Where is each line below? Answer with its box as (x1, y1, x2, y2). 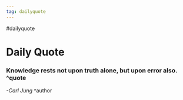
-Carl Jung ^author (6, 87, 52, 94)
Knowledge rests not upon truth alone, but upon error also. (6, 66, 178, 74)
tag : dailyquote (6, 8, 46, 15)
